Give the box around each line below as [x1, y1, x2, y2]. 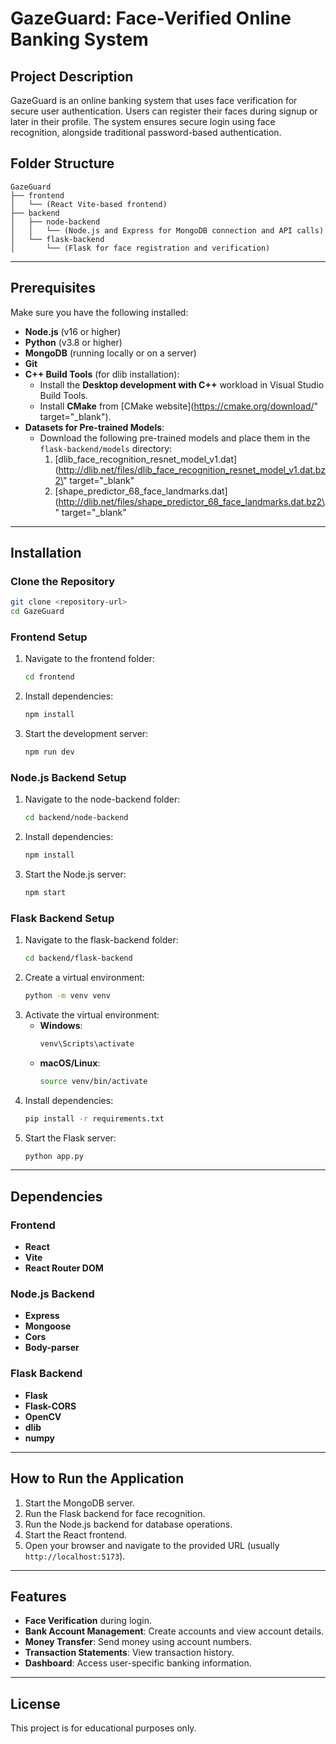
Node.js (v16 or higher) [24, 325, 122, 337]
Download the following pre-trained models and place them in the [39, 432, 311, 444]
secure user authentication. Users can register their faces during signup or [10, 105, 318, 117]
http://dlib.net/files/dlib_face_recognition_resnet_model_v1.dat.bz [58, 463, 326, 476]
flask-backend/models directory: [39, 442, 173, 454]
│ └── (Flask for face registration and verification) [10, 243, 271, 253]
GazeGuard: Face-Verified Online [10, 7, 292, 30]
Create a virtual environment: [24, 972, 145, 984]
